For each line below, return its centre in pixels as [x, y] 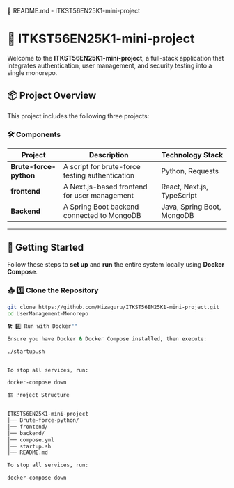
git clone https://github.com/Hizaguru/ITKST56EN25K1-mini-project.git [113, 307]
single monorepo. [32, 72]
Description [109, 155]
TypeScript [179, 196]
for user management [99, 196]
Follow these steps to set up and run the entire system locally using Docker [116, 264]
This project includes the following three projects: [78, 116]
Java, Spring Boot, [191, 207]
